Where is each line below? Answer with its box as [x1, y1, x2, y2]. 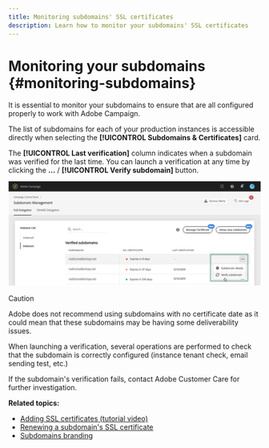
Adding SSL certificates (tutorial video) [19, 414, 148, 423]
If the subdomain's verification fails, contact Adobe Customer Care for [8, 373, 240, 384]
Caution [8, 293, 34, 303]
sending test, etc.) [8, 358, 68, 368]
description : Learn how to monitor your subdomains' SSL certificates [8, 21, 249, 30]
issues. [8, 325, 32, 336]
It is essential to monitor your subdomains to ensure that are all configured [8, 100, 254, 110]
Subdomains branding [19, 430, 94, 440]
